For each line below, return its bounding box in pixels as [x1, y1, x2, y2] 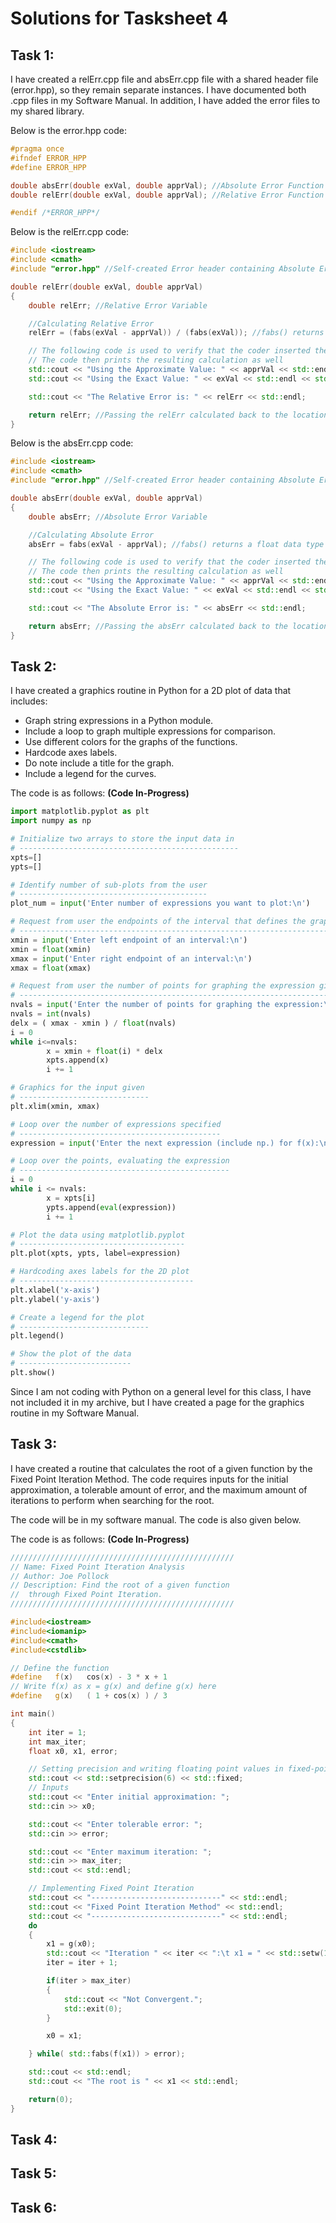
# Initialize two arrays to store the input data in [10, 834, 235, 844]
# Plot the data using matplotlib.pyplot [10, 1230, 186, 1240]
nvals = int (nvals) [10, 1009, 92, 1019]
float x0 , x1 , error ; [28, 1746, 118, 1756]
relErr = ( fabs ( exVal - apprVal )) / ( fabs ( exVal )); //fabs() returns [28, 328, 325, 338]
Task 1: [10, 47, 55, 64]
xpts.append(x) [46, 1055, 110, 1066]
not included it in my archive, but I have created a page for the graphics [10, 1396, 305, 1408]
